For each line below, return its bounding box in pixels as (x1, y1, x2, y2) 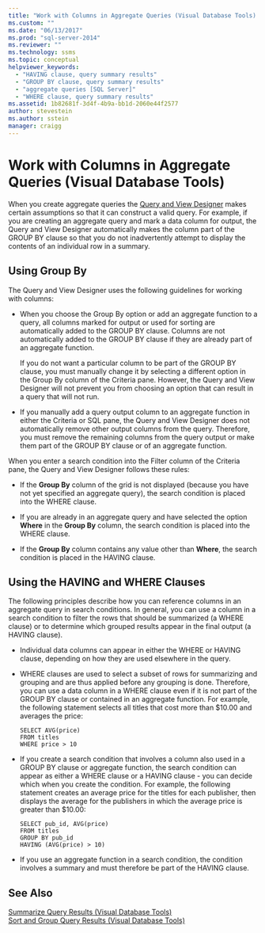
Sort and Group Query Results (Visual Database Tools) (8, 916, 186, 925)
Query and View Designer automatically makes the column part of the (8, 224, 236, 234)
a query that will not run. (19, 391, 100, 401)
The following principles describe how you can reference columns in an (8, 596, 241, 606)
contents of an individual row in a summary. (8, 241, 150, 250)
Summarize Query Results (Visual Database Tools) (8, 908, 172, 917)
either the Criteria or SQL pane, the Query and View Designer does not (19, 415, 251, 425)
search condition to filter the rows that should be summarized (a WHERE (8, 613, 244, 623)
